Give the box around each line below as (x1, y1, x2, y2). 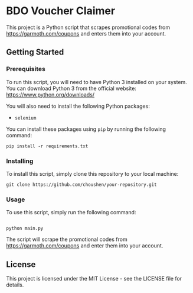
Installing (6, 157, 34, 165)
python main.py (6, 226, 44, 231)
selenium (14, 115, 37, 121)
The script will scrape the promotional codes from (6, 236, 128, 243)
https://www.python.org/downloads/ (6, 91, 95, 98)
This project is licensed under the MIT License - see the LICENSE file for (6, 275, 182, 282)
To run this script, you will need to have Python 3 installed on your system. (6, 78, 187, 85)
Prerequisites (6, 65, 45, 73)
